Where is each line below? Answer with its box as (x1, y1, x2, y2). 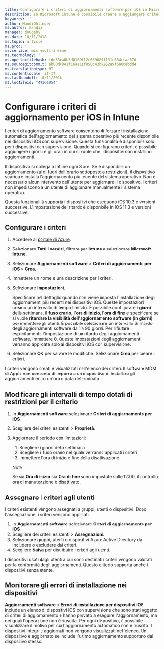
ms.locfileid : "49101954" (5, 80, 58, 85)
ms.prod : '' (5, 44, 29, 49)
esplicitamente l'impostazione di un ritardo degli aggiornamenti (12, 331, 139, 337)
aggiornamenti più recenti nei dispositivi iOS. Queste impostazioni (12, 300, 145, 305)
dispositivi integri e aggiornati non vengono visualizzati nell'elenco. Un (5, 628, 147, 634)
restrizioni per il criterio (5, 398, 78, 406)
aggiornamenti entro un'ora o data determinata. (5, 376, 101, 382)
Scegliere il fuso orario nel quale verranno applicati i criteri (19, 449, 138, 456)
